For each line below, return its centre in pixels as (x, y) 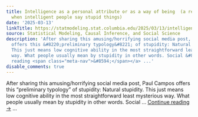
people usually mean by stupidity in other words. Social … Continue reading (98, 102)
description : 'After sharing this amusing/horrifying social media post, (99, 39)
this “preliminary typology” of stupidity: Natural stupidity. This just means (95, 90)
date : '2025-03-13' (30, 22)
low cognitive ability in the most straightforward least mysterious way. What (98, 96)
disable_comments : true (35, 66)
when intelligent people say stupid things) (67, 17)
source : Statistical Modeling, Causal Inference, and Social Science (93, 34)
